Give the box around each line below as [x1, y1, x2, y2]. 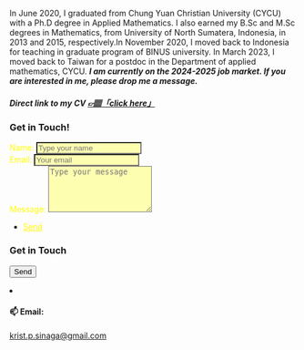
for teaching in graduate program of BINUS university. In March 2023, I [9, 46, 275, 57]
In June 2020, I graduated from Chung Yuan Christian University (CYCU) [9, 8, 282, 18]
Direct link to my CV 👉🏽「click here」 [9, 98, 156, 108]
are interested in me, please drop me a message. [9, 76, 198, 86]
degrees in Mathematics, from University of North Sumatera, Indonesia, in [9, 27, 287, 37]
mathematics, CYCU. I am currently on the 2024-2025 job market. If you [9, 66, 287, 77]
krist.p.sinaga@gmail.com [9, 330, 107, 341]
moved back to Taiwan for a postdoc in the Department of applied [9, 57, 257, 67]
